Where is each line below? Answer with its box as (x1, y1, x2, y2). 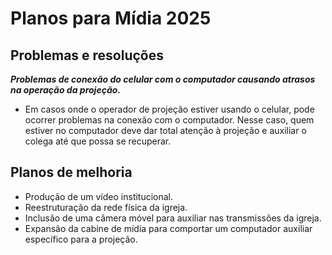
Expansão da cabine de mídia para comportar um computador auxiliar (24, 222, 313, 234)
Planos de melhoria (10, 164, 133, 181)
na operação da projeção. (10, 84, 122, 96)
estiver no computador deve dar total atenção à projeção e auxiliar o (24, 125, 307, 136)
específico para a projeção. (24, 233, 138, 245)
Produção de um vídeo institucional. (24, 190, 174, 202)
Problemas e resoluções (10, 47, 164, 64)
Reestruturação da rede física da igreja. (24, 201, 188, 213)
